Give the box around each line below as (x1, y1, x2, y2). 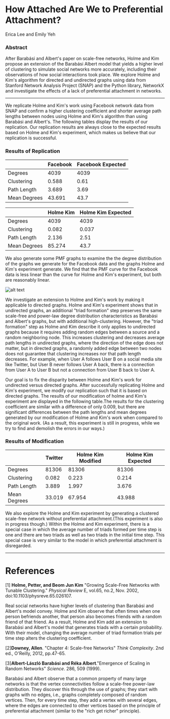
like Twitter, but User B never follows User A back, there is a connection (5, 361, 155, 367)
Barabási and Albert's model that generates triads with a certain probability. (5, 624, 163, 630)
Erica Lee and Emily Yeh (5, 31, 56, 37)
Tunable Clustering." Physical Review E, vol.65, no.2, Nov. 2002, (5, 587, 139, 593)
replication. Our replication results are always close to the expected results (5, 124, 161, 130)
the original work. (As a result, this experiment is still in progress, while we (5, 420, 160, 426)
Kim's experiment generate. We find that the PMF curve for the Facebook (5, 266, 158, 272)
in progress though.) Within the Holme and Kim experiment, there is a (5, 521, 150, 527)
